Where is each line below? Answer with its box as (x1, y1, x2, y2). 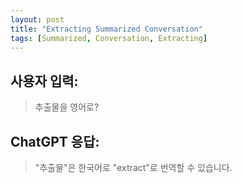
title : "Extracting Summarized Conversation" (10, 24, 203, 34)
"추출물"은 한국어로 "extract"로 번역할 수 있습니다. (34, 162, 233, 173)
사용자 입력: (10, 72, 79, 90)
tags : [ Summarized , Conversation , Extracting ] (10, 33, 208, 43)
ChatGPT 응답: (10, 133, 100, 150)
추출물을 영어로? (34, 101, 100, 113)
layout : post (10, 14, 65, 25)
